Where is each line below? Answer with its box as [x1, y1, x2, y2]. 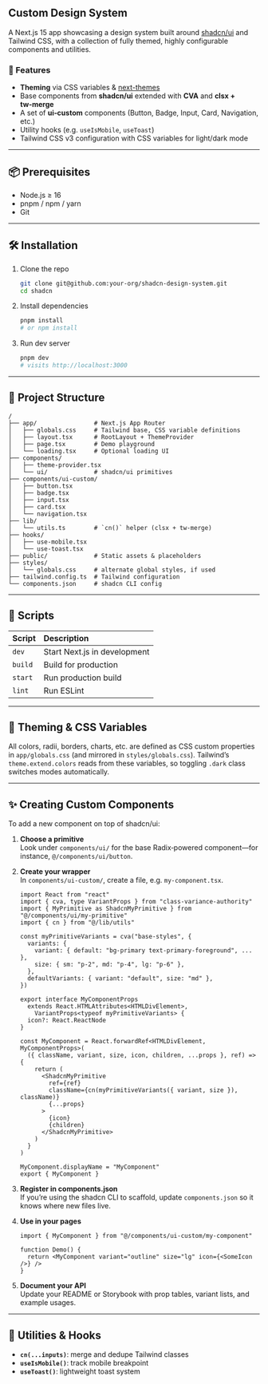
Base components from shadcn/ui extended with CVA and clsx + [19, 91, 235, 101]
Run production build [43, 672, 122, 683]
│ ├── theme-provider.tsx [8, 461, 102, 469]
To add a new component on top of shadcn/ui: [8, 819, 161, 828]
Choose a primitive [19, 834, 85, 844]
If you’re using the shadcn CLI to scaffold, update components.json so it [19, 1192, 254, 1202]
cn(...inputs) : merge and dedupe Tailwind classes [19, 1350, 189, 1359]
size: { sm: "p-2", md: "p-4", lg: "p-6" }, [34, 961, 185, 969]
